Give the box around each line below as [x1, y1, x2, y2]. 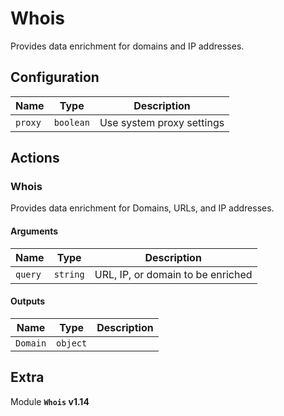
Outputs [10, 295, 46, 307]
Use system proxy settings [99, 115, 225, 129]
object [56, 337, 88, 349]
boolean [53, 117, 90, 128]
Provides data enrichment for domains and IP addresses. [10, 40, 245, 52]
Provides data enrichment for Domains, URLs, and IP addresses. [10, 202, 275, 214]
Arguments [10, 225, 59, 237]
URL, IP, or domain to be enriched [94, 267, 253, 281]
